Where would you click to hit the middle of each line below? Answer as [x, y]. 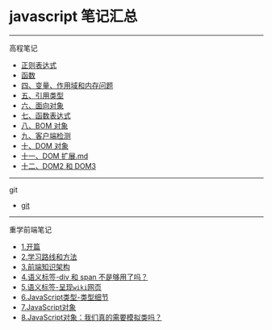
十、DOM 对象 [45, 145]
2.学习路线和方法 [49, 257]
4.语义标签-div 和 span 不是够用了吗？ [84, 277]
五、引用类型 [42, 95]
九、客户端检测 [46, 136]
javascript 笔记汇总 [73, 17]
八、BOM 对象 [44, 125]
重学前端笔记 [30, 229]
